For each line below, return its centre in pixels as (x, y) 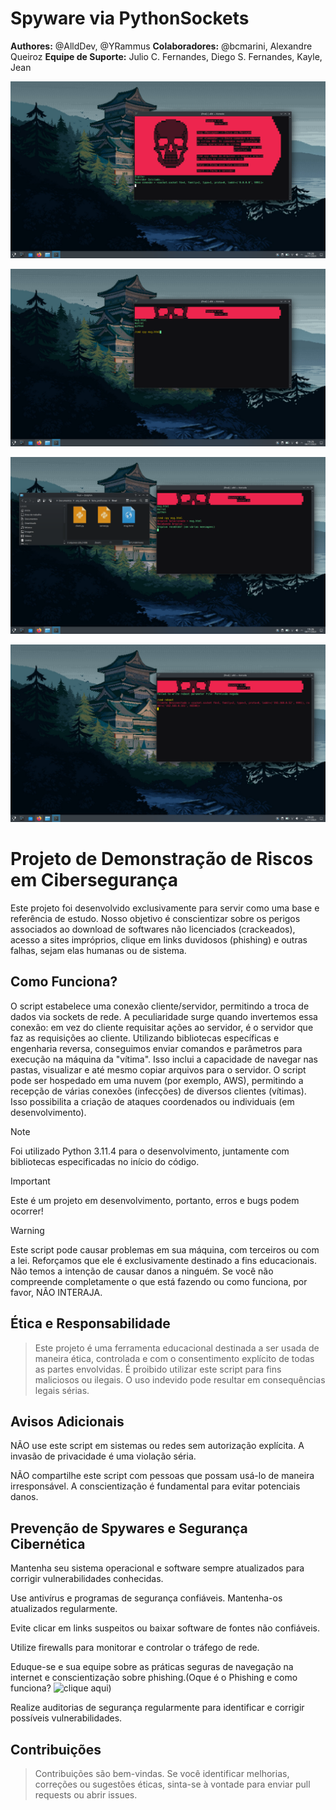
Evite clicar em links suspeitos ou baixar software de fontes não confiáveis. (165, 1628)
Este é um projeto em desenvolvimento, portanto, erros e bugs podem (155, 1200)
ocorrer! (27, 1211)
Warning (27, 1230)
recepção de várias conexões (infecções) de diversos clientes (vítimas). (158, 1091)
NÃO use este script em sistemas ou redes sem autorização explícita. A (157, 1446)
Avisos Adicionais (67, 1421)
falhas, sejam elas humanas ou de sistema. (98, 950)
